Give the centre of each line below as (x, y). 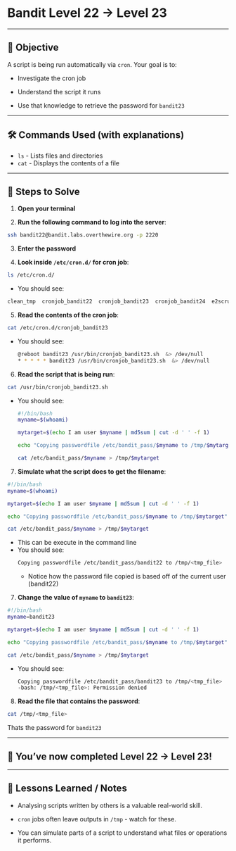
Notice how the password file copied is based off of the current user (127, 576)
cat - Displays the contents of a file (68, 163)
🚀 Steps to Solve (44, 191)
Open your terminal (46, 208)
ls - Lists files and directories (60, 156)
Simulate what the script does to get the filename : (92, 471)
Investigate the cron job (52, 78)
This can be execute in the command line (77, 543)
